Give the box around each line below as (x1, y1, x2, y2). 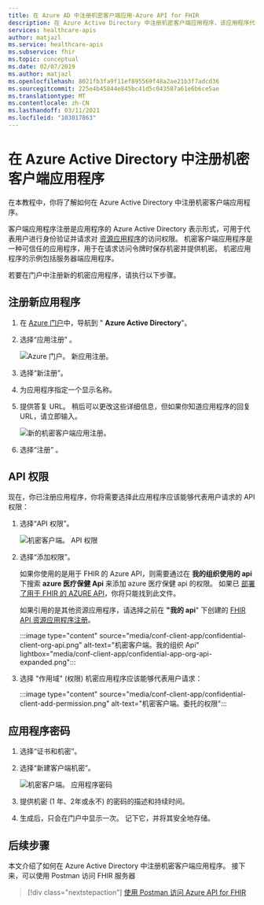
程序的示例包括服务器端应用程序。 (8, 253, 119, 263)
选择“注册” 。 (19, 445, 63, 454)
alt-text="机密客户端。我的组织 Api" (83, 641, 200, 650)
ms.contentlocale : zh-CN (8, 99, 90, 107)
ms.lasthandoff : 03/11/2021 (8, 107, 101, 115)
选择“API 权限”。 (19, 519, 74, 528)
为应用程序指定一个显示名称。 (19, 385, 116, 394)
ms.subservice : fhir (8, 48, 76, 56)
